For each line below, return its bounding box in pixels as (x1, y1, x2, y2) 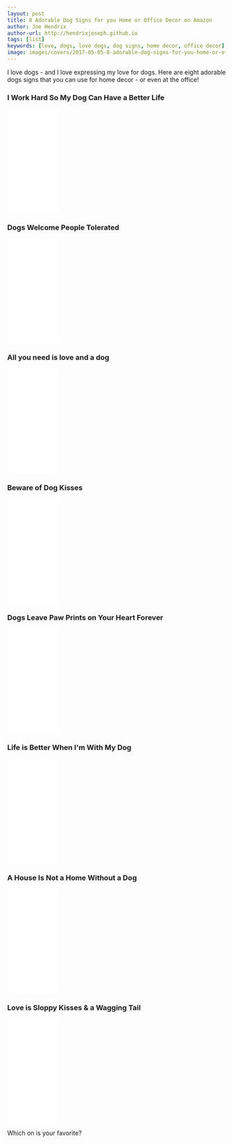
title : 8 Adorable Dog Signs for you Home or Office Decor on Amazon (7, 17, 213, 24)
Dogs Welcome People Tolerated (7, 223, 120, 233)
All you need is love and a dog (7, 352, 110, 362)
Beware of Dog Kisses (7, 482, 83, 492)
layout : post (7, 10, 45, 17)
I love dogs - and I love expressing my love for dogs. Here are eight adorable (7, 67, 227, 76)
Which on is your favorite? (7, 1129, 82, 1137)
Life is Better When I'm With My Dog (7, 743, 132, 753)
